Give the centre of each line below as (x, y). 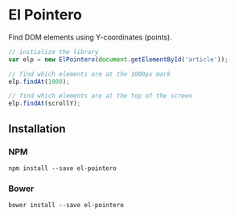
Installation (37, 129)
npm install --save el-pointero (62, 168)
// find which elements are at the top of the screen (101, 96)
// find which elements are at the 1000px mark (90, 74)
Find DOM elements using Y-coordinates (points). (91, 37)
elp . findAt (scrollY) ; (45, 104)
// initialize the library (54, 52)
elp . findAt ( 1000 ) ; (39, 81)
